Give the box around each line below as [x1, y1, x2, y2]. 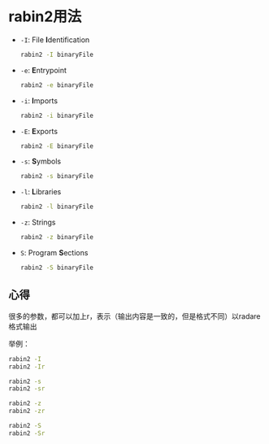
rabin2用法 [8, 7, 82, 26]
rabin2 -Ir [8, 363, 46, 371]
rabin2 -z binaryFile [20, 233, 93, 242]
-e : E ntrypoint [20, 65, 67, 75]
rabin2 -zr [8, 407, 46, 416]
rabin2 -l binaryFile [20, 202, 93, 211]
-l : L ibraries [20, 187, 62, 197]
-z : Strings [20, 217, 56, 228]
